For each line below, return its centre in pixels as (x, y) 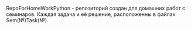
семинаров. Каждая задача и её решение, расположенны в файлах (91, 14)
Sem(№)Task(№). (27, 20)
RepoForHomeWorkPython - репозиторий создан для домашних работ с (96, 8)
